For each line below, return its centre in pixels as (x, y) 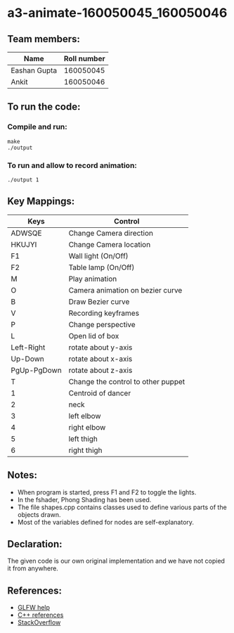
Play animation (93, 279)
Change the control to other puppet (126, 381)
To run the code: (44, 107)
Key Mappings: (41, 202)
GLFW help (34, 608)
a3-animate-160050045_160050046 (117, 13)
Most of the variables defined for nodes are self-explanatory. (106, 522)
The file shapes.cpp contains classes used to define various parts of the (122, 507)
